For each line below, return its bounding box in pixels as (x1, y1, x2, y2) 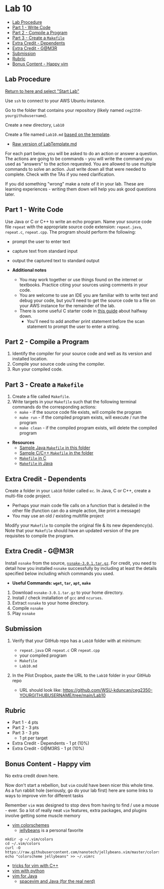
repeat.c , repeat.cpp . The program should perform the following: (5, 229, 136, 235)
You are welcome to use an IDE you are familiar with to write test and (19, 292, 158, 298)
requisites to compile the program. (5, 533, 75, 539)
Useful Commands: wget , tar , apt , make (12, 580, 91, 586)
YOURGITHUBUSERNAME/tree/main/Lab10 (19, 692, 106, 698)
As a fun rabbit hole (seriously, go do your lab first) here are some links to (5, 787, 153, 793)
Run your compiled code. (12, 366, 63, 372)
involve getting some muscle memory (5, 813, 81, 819)
